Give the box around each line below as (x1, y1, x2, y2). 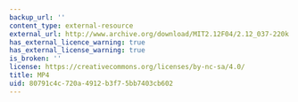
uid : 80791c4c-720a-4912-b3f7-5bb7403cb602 (9, 79, 174, 88)
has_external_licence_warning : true (9, 37, 145, 47)
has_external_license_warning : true (9, 46, 145, 55)
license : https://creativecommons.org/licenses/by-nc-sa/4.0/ (9, 63, 245, 72)
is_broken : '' (9, 54, 62, 63)
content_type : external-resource (9, 21, 134, 30)
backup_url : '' (9, 12, 66, 22)
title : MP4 (9, 71, 50, 80)
